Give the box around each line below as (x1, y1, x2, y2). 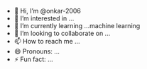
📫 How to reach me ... (13, 37, 80, 45)
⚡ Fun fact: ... (13, 55, 53, 63)
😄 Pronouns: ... (13, 47, 60, 56)
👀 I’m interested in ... (13, 14, 75, 23)
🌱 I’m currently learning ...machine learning (13, 22, 141, 30)
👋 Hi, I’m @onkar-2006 (13, 7, 82, 15)
